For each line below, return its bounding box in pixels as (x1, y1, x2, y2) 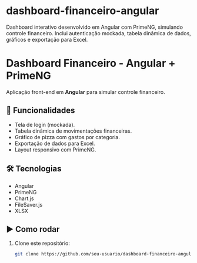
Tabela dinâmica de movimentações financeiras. (14, 127, 132, 134)
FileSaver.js (14, 201, 43, 208)
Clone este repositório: (14, 240, 71, 247)
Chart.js (14, 195, 34, 202)
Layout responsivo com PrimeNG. (14, 146, 96, 153)
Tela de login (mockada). (14, 121, 75, 128)
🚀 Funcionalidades (6, 106, 75, 116)
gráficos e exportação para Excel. (6, 36, 88, 43)
